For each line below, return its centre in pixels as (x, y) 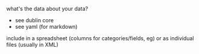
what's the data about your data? (47, 9)
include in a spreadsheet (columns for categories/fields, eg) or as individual (100, 38)
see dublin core (34, 20)
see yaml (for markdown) (46, 27)
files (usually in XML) (32, 45)
